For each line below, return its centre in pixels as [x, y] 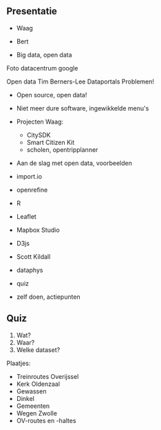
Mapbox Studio [38, 230]
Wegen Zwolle [37, 413]
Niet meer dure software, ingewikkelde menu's [83, 108]
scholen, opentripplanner [62, 149]
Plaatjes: [19, 363]
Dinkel [25, 398]
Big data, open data [44, 55]
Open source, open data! [52, 95]
